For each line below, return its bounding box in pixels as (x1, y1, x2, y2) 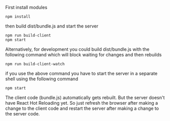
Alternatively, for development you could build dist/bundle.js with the (5, 46, 150, 52)
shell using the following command (5, 76, 78, 82)
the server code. (5, 111, 40, 116)
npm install (5, 14, 31, 19)
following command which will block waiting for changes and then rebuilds (5, 52, 162, 57)
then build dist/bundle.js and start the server (5, 23, 98, 29)
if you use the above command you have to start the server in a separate (5, 71, 158, 76)
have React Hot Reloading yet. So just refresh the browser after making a (5, 100, 158, 106)
